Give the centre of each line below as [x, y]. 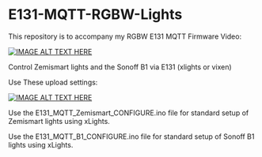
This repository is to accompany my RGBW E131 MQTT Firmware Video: [125, 36]
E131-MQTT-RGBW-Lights [95, 15]
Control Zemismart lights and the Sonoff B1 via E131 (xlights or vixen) [120, 67]
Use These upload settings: [53, 82]
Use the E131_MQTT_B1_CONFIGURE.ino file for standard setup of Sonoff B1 [131, 136]
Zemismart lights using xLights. [59, 121]
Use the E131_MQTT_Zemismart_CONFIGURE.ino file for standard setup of [129, 113]
